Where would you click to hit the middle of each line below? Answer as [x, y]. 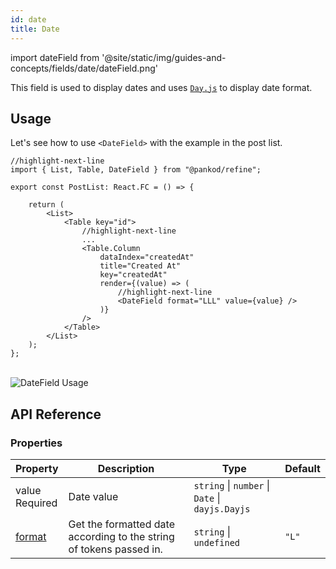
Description [126, 468]
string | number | [232, 485]
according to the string [121, 536]
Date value [93, 496]
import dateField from [55, 57]
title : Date [35, 29]
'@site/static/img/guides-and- [164, 57]
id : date [28, 19]
